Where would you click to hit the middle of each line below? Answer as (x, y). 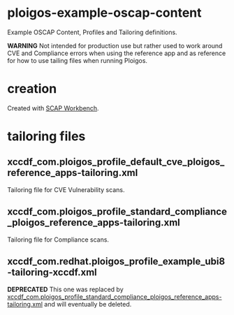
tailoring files (46, 137)
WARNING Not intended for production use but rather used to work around (115, 45)
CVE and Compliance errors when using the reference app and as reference (117, 53)
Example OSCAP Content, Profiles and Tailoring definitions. (92, 32)
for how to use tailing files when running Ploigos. (78, 60)
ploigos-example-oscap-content (104, 13)
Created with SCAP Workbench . (53, 108)
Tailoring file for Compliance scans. (58, 240)
